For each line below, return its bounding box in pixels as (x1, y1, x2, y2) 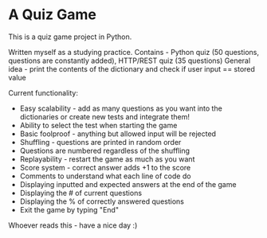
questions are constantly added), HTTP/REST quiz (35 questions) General (8, 56, 251, 65)
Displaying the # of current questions (19, 188, 142, 197)
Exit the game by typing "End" (19, 205, 120, 214)
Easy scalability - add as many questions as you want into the (19, 103, 223, 113)
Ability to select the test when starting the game (19, 120, 178, 130)
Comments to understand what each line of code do (19, 171, 191, 181)
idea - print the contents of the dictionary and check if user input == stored (8, 64, 255, 73)
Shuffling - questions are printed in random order (19, 137, 182, 146)
